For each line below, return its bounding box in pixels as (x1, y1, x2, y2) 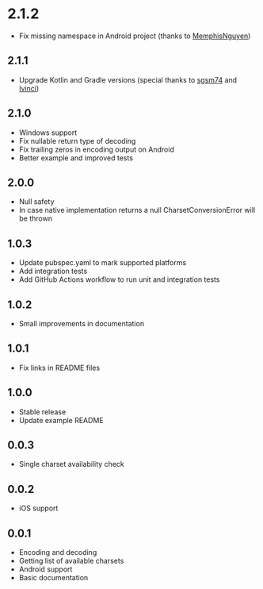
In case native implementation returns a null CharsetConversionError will (18, 206, 255, 215)
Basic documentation (18, 573, 89, 583)
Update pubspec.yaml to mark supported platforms (18, 258, 187, 268)
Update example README (18, 415, 104, 425)
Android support (18, 564, 73, 574)
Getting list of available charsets (18, 556, 124, 566)
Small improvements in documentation (18, 319, 144, 328)
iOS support (18, 503, 59, 513)
